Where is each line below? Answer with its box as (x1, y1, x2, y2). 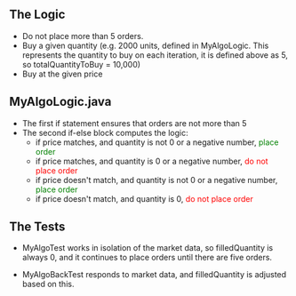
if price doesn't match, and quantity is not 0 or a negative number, (35, 174, 278, 185)
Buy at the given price (21, 68, 103, 79)
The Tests (9, 220, 66, 235)
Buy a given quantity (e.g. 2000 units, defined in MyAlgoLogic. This (21, 40, 269, 51)
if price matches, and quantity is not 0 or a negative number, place (35, 137, 279, 148)
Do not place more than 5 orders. (21, 30, 144, 41)
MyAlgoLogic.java (9, 94, 112, 109)
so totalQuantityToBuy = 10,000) (21, 59, 140, 69)
